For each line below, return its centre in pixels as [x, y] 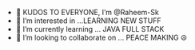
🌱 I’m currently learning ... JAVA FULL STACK [90, 29]
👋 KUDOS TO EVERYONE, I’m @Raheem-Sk [88, 12]
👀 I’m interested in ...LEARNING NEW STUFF [88, 21]
